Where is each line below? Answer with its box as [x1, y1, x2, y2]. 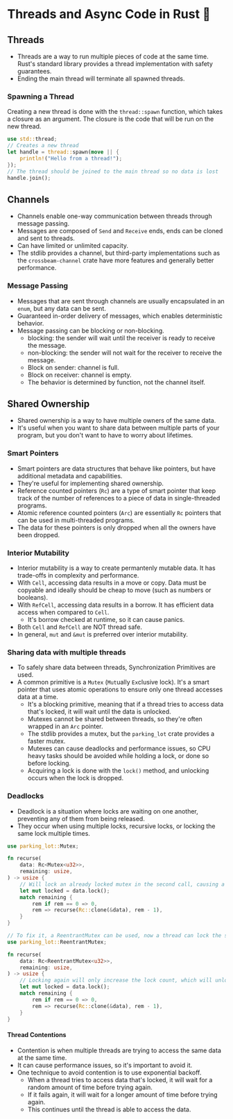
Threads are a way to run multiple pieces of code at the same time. [17, 52, 209, 60]
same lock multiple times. [17, 829, 90, 837]
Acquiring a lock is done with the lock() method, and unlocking [27, 766, 209, 775]
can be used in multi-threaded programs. [17, 516, 135, 524]
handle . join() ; [7, 174, 51, 181]
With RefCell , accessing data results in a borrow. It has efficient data [17, 600, 214, 609]
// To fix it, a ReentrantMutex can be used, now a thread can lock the [7, 932, 222, 939]
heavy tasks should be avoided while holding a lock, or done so [27, 752, 209, 760]
